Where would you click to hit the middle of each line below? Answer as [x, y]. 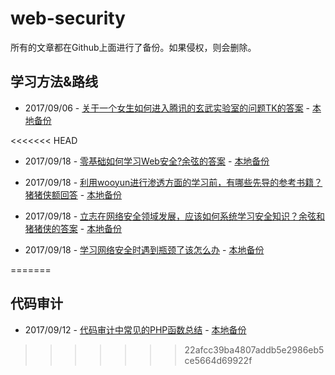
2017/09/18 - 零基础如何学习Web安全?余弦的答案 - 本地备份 [147, 161]
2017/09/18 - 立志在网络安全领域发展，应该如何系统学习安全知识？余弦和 [175, 216]
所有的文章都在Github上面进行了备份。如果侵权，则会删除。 [133, 47]
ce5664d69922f [218, 360]
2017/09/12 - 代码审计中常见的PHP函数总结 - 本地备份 [135, 329]
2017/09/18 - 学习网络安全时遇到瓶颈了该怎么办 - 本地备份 [144, 249]
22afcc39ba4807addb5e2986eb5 [254, 349]
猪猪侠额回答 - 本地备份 [73, 194]
